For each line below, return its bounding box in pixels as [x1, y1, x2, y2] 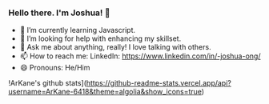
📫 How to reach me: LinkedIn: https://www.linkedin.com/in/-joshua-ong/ [19, 51, 261, 61]
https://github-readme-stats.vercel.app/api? [86, 78, 232, 88]
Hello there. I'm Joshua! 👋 [8, 7, 110, 18]
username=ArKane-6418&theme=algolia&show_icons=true [8, 87, 203, 97]
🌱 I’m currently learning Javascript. [19, 26, 136, 35]
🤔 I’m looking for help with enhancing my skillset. [19, 34, 182, 43]
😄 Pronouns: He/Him [19, 63, 90, 73]
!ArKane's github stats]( [8, 78, 86, 88]
